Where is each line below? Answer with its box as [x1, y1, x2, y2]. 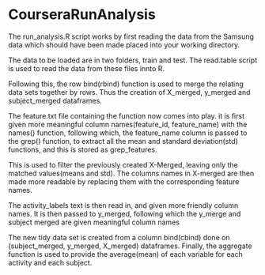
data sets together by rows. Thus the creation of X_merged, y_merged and [8, 87, 251, 96]
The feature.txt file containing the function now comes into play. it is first [8, 111, 245, 120]
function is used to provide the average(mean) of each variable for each [8, 249, 243, 258]
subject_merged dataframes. [8, 96, 103, 105]
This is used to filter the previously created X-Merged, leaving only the [8, 160, 239, 169]
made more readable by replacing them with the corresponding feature [8, 176, 240, 186]
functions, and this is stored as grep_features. [8, 145, 157, 154]
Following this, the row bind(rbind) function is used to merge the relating [8, 79, 244, 89]
